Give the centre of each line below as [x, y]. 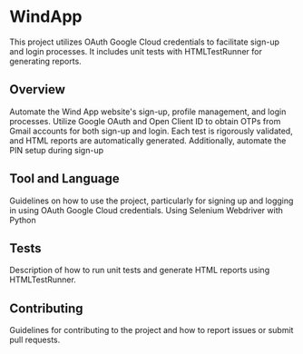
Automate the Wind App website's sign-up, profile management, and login [148, 112]
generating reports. [45, 61]
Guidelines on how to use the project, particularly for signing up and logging [151, 201]
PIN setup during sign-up [57, 150]
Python [23, 220]
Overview [38, 89]
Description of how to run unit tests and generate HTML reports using [140, 270]
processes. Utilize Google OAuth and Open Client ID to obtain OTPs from [145, 121]
